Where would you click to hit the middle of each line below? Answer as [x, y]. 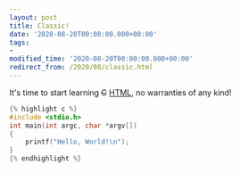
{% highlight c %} [43, 109]
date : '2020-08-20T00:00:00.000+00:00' [83, 34]
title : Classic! [39, 26]
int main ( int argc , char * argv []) [74, 126]
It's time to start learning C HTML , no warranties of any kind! [120, 92]
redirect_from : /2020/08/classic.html [81, 68]
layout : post [33, 17]
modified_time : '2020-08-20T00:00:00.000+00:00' [101, 59]
